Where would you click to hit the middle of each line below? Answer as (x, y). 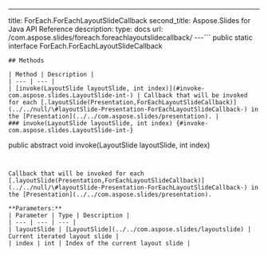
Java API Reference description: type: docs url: (86, 29)
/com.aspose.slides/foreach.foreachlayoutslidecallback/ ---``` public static (130, 37)
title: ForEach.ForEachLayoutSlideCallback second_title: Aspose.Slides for (130, 20)
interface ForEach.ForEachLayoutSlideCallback (86, 46)
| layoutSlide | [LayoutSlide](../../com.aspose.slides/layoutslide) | (130, 229)
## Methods (26, 61)
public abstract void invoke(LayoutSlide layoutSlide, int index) (109, 145)
